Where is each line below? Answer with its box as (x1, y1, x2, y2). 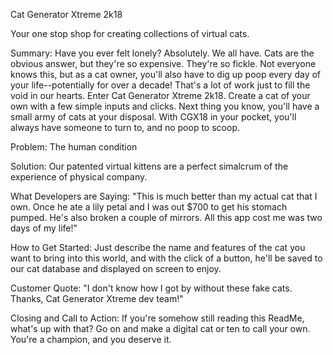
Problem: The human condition (10, 141, 138, 153)
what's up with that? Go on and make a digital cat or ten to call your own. (10, 323, 311, 334)
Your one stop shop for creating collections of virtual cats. (10, 28, 250, 39)
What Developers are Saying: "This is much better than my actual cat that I (10, 190, 318, 202)
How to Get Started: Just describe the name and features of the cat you (10, 242, 306, 253)
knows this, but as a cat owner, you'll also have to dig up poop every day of (10, 69, 322, 80)
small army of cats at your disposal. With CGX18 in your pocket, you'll (10, 111, 297, 123)
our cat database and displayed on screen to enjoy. (10, 263, 222, 274)
